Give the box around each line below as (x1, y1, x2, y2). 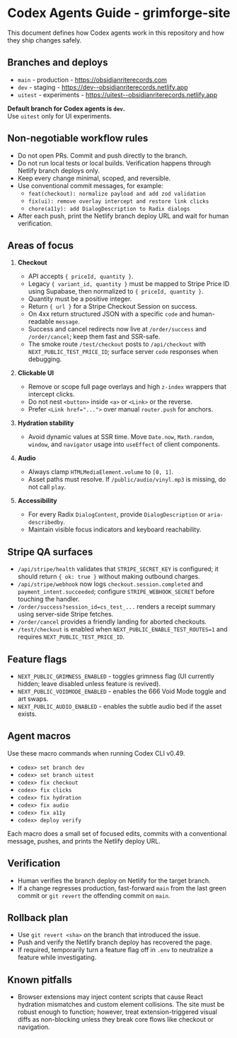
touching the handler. (17, 595, 80, 604)
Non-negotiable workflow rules (7, 133, 149, 145)
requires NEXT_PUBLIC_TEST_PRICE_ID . (17, 633, 125, 641)
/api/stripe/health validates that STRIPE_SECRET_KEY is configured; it (17, 565, 219, 573)
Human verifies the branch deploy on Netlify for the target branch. (17, 876, 211, 885)
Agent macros (7, 730, 71, 742)
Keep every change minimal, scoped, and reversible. (17, 174, 171, 182)
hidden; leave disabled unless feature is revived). (17, 680, 161, 688)
